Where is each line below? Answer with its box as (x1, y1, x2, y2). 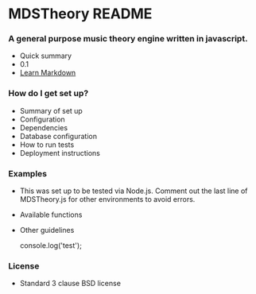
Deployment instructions (19, 148, 101, 157)
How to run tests (19, 140, 75, 149)
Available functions (19, 210, 83, 219)
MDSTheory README (8, 5, 153, 23)
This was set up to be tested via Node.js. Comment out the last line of (19, 186, 248, 195)
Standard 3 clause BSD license (19, 279, 122, 288)
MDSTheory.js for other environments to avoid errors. (19, 195, 196, 204)
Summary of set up (19, 106, 83, 115)
